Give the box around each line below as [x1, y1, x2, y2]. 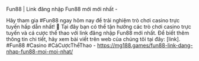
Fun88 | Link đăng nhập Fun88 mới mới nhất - [6, 6, 118, 12]
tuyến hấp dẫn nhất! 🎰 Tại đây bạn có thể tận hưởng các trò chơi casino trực [6, 23, 191, 30]
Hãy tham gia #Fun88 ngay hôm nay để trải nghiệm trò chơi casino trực [6, 17, 180, 23]
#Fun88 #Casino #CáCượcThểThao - [6, 42, 96, 49]
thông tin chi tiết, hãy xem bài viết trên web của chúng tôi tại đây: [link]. [6, 36, 181, 42]
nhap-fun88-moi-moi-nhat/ [6, 48, 73, 55]
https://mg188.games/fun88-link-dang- [97, 42, 193, 49]
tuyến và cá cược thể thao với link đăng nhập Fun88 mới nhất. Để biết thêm [6, 29, 190, 36]
